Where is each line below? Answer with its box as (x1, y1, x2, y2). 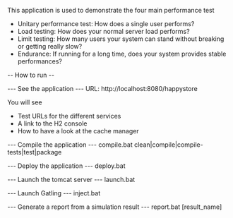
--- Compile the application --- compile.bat (7, 140, 133, 149)
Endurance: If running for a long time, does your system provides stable (17, 49, 227, 58)
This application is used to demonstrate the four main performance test (7, 6, 215, 14)
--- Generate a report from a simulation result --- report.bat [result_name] (7, 202, 222, 211)
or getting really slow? (17, 42, 83, 50)
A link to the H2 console (17, 119, 88, 128)
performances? (17, 57, 62, 66)
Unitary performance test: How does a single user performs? (17, 20, 195, 28)
